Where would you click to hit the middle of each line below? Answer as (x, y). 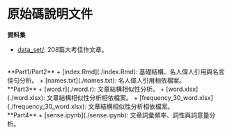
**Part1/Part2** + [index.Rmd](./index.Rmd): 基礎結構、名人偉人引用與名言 (116, 72)
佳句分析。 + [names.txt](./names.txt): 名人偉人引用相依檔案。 (96, 80)
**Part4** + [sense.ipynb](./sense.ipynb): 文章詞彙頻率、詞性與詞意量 (108, 115)
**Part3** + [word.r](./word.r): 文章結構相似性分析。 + (86, 89)
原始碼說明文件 (50, 14)
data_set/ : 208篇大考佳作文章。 (62, 49)
